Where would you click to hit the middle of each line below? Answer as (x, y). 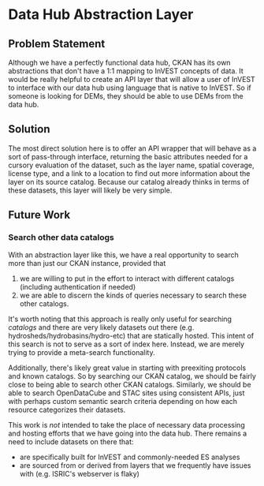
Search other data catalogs (61, 237)
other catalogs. (44, 303)
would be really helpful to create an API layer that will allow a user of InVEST (132, 79)
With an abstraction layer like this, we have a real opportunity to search (123, 255)
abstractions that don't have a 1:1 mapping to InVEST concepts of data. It (126, 71)
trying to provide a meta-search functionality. (82, 352)
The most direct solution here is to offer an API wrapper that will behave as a (132, 148)
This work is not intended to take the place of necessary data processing (127, 424)
